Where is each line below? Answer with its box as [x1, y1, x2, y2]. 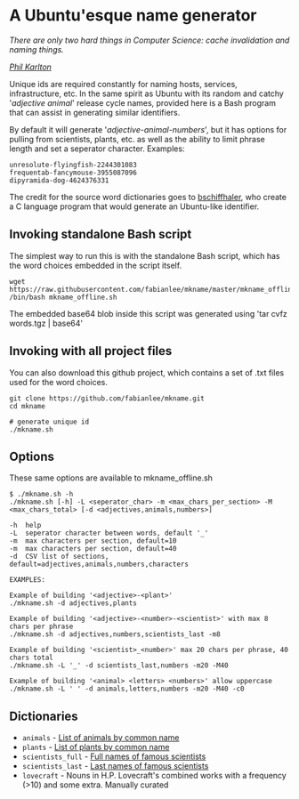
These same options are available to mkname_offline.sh [9, 472, 214, 483]
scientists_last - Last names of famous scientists [21, 761, 209, 771]
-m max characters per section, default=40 [9, 545, 177, 553]
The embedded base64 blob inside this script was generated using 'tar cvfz [9, 308, 287, 319]
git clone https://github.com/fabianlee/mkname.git [9, 393, 205, 403]
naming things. [9, 44, 64, 54]
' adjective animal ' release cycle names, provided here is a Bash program [9, 97, 276, 108]
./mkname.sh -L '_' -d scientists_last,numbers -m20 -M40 [9, 661, 229, 670]
